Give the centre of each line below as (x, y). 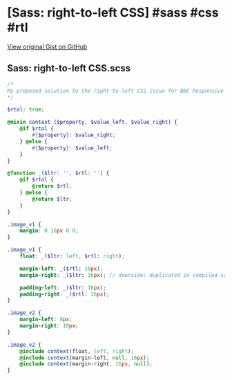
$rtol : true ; (26, 110)
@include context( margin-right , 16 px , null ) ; (86, 364)
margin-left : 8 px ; (46, 320)
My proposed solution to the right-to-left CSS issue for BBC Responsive (116, 91)
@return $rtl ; (52, 186)
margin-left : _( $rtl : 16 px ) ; (61, 269)
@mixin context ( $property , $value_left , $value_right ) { (92, 123)
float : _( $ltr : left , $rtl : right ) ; (72, 256)
